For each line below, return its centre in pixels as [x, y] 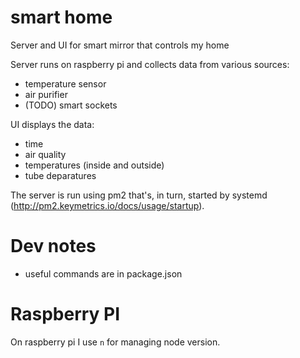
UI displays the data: [52, 124]
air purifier [46, 94]
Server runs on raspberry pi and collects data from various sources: [150, 64]
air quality [45, 154]
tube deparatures [60, 175]
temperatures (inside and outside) [94, 165]
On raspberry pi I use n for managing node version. [115, 342]
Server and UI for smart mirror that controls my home [120, 45]
